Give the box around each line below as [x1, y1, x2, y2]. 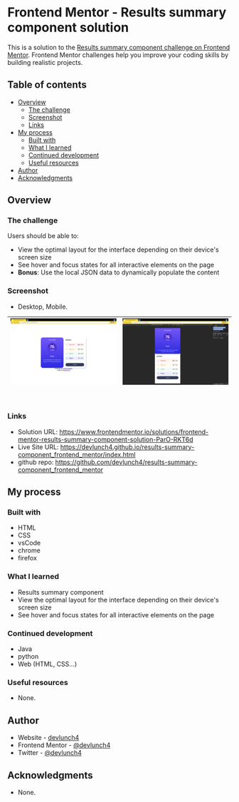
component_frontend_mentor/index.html [17, 450, 136, 458]
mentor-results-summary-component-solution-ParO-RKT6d [17, 435, 193, 443]
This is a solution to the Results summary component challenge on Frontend [7, 43, 230, 51]
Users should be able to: [7, 232, 80, 240]
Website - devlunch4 [17, 734, 80, 742]
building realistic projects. [7, 58, 83, 66]
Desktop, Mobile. [17, 302, 68, 311]
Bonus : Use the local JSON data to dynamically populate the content [17, 268, 220, 277]
